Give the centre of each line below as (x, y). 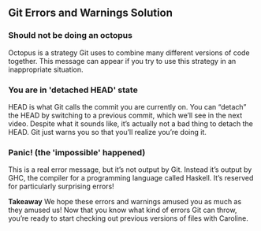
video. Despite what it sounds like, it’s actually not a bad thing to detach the (131, 123)
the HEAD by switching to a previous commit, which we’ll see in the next (125, 115)
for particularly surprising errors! (61, 186)
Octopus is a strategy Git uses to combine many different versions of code (129, 52)
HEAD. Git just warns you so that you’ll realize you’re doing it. (107, 132)
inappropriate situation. (46, 69)
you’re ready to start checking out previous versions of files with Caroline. (128, 218)
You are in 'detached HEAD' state (73, 90)
